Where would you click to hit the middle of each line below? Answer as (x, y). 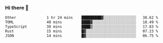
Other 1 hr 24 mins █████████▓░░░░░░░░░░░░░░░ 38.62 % (82, 18)
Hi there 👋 (17, 8)
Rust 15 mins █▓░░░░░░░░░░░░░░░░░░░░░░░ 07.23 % (82, 31)
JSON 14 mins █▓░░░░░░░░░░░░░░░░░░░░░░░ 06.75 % (82, 36)
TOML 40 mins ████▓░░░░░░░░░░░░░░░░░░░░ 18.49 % (82, 22)
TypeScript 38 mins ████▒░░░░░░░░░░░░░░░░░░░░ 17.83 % (82, 27)
